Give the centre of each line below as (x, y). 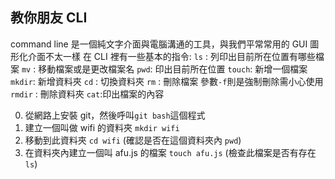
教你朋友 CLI (49, 18)
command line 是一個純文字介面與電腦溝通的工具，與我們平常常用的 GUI (159, 44)
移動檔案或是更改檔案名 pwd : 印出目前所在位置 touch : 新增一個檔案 (173, 69)
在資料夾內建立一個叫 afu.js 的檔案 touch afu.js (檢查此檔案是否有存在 (170, 152)
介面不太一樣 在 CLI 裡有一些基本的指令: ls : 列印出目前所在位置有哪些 (171, 56)
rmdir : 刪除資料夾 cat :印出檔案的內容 (87, 94)
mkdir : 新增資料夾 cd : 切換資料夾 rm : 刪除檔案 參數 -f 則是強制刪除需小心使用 (167, 81)
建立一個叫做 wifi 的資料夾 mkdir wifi (102, 127)
